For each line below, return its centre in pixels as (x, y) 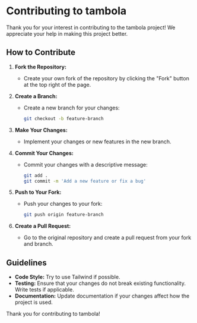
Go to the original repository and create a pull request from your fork (107, 238)
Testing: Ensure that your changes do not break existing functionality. (100, 283)
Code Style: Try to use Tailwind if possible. (67, 277)
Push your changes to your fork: (63, 204)
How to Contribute (41, 53)
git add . (36, 175)
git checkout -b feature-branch (63, 118)
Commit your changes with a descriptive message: (86, 164)
